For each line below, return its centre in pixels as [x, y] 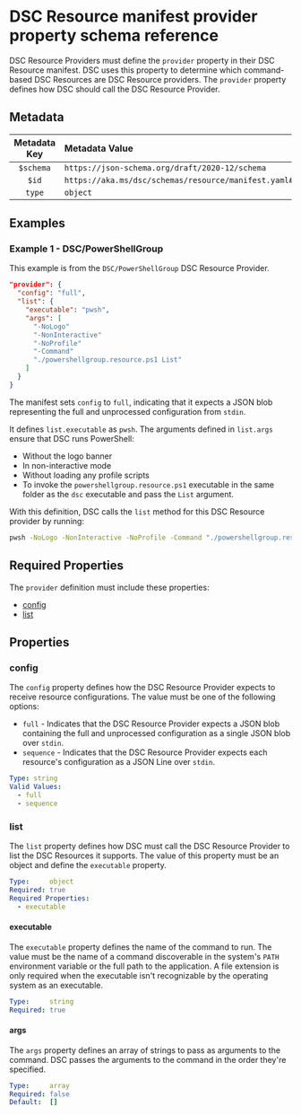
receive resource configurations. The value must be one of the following [142, 697]
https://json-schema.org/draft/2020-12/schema [165, 167]
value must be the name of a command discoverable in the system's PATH [144, 956]
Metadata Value [99, 148]
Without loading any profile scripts [86, 475]
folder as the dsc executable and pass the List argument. [128, 494]
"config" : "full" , [52, 294]
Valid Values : [36, 787]
